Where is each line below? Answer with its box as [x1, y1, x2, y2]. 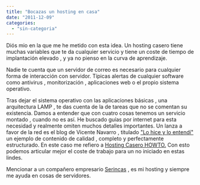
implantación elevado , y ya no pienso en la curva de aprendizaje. [6, 54, 167, 62]
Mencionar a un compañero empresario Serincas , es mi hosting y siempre [6, 166, 190, 173]
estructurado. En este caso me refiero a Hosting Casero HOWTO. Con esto [6, 141, 190, 148]
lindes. [6, 154, 23, 162]
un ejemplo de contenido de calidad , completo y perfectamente [6, 135, 164, 142]
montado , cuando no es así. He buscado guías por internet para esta [6, 116, 177, 123]
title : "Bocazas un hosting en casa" [6, 8, 100, 15]
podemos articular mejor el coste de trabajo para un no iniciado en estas [6, 148, 185, 155]
